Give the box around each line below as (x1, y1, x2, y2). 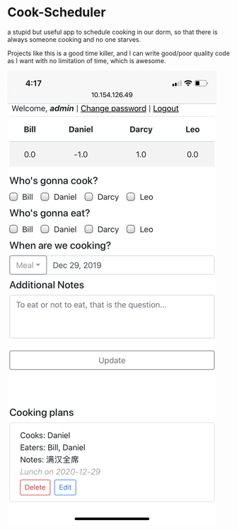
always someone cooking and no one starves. (7, 35, 141, 43)
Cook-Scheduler (7, 4, 106, 21)
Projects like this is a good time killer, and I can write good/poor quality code (7, 49, 230, 57)
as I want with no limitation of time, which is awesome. (7, 56, 166, 64)
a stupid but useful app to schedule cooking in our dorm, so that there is (7, 28, 218, 36)
